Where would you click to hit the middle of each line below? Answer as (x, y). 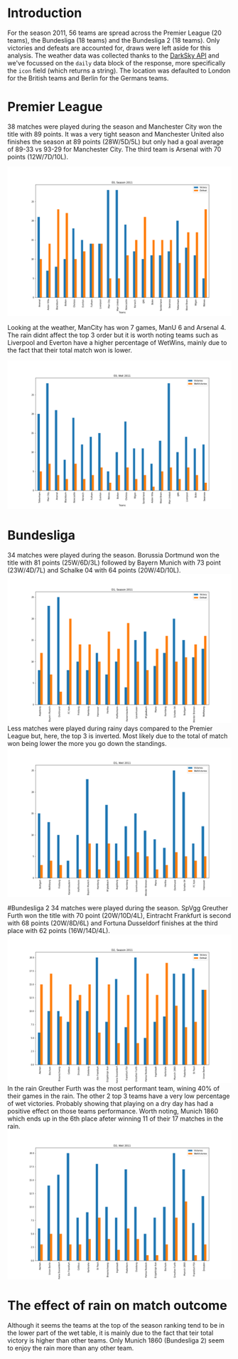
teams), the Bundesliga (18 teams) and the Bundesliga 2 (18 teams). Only (114, 40)
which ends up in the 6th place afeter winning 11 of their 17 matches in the (115, 1119)
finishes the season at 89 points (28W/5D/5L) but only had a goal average (115, 142)
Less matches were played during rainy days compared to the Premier (110, 728)
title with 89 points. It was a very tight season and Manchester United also (116, 134)
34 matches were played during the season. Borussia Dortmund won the (114, 555)
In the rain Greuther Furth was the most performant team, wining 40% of (114, 1089)
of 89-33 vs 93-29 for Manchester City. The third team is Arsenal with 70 (114, 149)
